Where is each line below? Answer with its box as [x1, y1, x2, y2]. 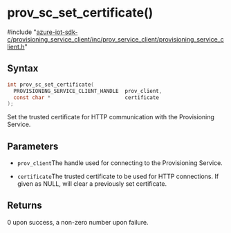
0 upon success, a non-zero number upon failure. [7, 218, 149, 226]
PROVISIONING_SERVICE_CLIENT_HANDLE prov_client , [13, 87, 163, 94]
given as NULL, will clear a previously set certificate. [17, 180, 167, 188]
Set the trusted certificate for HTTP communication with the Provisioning [7, 113, 214, 121]
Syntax [7, 62, 39, 74]
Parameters [7, 140, 59, 152]
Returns [7, 200, 43, 212]
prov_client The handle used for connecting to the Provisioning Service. [17, 159, 223, 167]
